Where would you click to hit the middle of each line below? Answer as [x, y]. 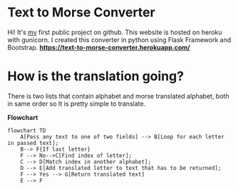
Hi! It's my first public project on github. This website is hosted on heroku [115, 32]
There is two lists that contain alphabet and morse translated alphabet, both [118, 96]
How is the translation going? [95, 76]
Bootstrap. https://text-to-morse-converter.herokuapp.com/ [99, 47]
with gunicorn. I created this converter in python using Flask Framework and [119, 39]
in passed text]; [33, 143]
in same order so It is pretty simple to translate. [77, 104]
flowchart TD [27, 130]
